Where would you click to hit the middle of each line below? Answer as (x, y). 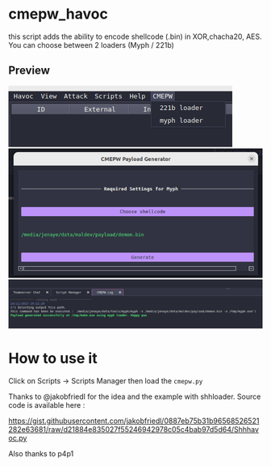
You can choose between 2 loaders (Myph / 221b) (92, 44)
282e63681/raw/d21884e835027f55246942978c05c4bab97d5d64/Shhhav (134, 429)
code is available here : (47, 405)
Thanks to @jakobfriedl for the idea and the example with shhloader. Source (135, 396)
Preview (29, 71)
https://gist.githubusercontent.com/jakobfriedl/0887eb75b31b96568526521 (134, 421)
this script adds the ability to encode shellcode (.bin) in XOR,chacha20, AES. (135, 36)
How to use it (53, 359)
